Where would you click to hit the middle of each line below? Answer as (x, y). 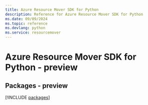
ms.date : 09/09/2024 (27, 19)
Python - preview (41, 68)
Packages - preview (37, 86)
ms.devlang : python (25, 28)
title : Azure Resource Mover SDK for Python (52, 10)
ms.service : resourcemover (33, 33)
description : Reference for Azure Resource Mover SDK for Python (74, 14)
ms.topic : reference (27, 23)
